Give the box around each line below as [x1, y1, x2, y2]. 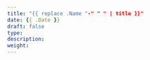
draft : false [7, 23, 45, 30]
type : [7, 29, 23, 37]
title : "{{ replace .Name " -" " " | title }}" [7, 10, 144, 17]
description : [7, 36, 45, 43]
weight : [7, 42, 30, 49]
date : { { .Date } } [7, 17, 60, 23]
